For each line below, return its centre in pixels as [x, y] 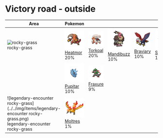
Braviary [143, 51]
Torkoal [96, 51]
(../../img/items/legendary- [34, 108]
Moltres [72, 121]
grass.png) [18, 119]
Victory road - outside [50, 9]
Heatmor [73, 52]
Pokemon [74, 24]
